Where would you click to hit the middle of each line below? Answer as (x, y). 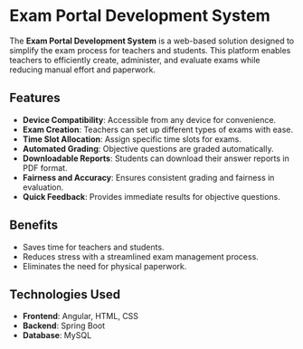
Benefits (34, 226)
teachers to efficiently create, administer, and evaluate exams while (135, 60)
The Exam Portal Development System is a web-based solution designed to (152, 41)
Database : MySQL (57, 335)
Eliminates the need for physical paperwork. (104, 266)
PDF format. (45, 167)
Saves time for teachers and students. (93, 247)
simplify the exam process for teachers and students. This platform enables (150, 50)
